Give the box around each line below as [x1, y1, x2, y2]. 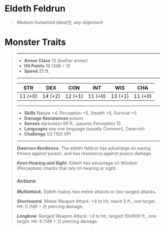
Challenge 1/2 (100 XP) [24, 131, 71, 137]
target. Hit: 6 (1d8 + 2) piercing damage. [16, 218, 99, 225]
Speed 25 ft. [24, 68, 50, 74]
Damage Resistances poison [24, 115, 83, 121]
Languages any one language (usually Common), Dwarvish [24, 125, 145, 131]
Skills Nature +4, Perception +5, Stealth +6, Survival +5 [24, 110, 137, 116]
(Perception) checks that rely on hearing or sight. [16, 165, 117, 171]
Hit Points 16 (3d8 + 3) [24, 63, 71, 69]
